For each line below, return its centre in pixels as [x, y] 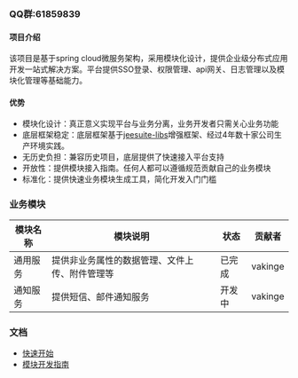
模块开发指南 [45, 364]
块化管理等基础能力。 [48, 81]
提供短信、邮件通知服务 [101, 296]
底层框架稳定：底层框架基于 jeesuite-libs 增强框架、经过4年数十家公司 [148, 135]
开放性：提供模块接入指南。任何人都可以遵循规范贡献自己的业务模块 [146, 168]
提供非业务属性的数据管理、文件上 [123, 260]
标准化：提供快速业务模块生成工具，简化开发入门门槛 [119, 179]
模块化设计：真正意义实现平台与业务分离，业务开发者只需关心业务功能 [150, 124]
